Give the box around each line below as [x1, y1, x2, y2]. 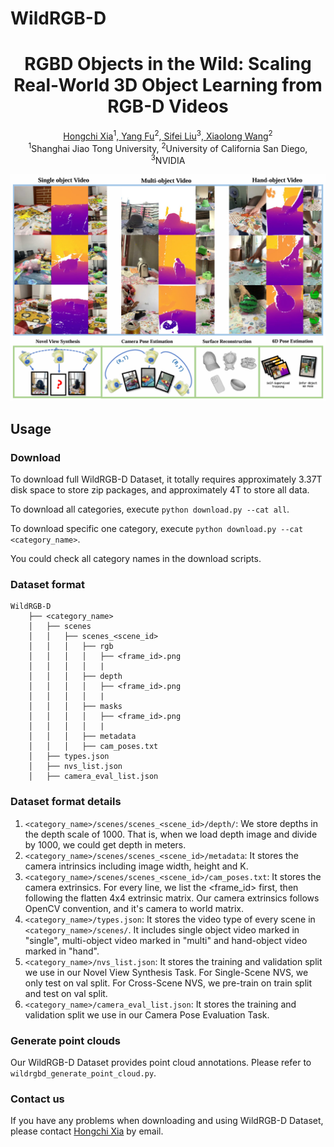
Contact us [10, 1092, 65, 1106]
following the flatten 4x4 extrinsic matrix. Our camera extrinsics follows [24, 892, 320, 904]
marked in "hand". [24, 945, 100, 957]
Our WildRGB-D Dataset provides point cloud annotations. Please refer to [10, 1056, 312, 1068]
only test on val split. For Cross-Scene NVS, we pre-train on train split [24, 977, 313, 989]
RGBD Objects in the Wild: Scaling [24, 53, 312, 76]
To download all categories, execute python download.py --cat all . [10, 503, 290, 516]
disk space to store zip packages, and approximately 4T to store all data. [10, 484, 310, 496]
